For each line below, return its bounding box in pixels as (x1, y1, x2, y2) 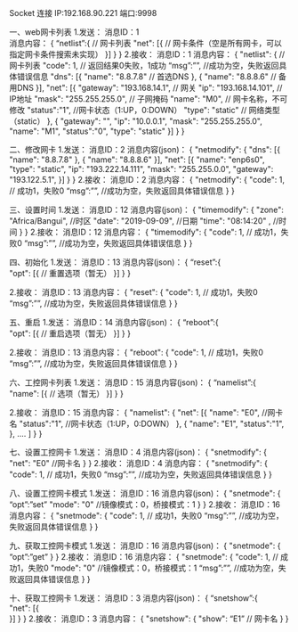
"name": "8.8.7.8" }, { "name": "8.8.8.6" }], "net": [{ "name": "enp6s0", (9, 154, 265, 165)
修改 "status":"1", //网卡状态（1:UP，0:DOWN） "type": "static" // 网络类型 (9, 105, 280, 115)
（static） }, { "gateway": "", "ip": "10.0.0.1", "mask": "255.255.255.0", (9, 116, 262, 127)
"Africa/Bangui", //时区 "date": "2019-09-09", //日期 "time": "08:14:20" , (9, 216, 271, 226)
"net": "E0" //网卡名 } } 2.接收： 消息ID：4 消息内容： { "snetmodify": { (9, 458, 269, 468)
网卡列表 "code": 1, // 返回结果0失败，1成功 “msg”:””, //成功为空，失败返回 (9, 61, 279, 70)
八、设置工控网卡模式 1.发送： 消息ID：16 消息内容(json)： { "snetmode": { (9, 488, 281, 498)
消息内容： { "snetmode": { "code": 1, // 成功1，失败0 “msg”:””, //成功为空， (9, 511, 285, 521)
